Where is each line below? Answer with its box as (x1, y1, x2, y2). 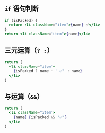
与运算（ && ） (4, 92, 44, 101)
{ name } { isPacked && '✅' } (13, 115, 67, 120)
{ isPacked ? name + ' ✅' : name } (13, 68, 83, 73)
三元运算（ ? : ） (4, 46, 53, 55)
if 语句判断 (4, 4, 39, 13)
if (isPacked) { (4, 18, 38, 23)
